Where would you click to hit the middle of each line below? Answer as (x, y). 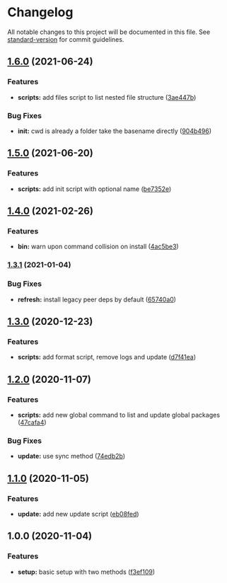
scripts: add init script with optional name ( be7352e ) (94, 189)
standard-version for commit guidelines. (66, 39)
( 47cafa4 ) (32, 422)
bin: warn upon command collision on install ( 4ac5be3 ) (98, 247)
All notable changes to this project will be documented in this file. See (109, 32)
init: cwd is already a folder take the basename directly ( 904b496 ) (115, 131)
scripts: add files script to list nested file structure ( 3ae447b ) (107, 97)
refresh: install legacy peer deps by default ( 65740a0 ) (97, 299)
